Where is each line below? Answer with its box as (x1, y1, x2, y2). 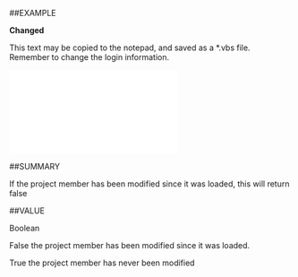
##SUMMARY (9, 161, 61, 171)
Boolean (9, 223, 40, 233)
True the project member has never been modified (9, 257, 195, 268)
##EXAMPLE (9, 8, 56, 18)
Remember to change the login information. (9, 52, 170, 62)
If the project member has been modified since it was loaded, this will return (9, 178, 290, 189)
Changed (9, 25, 45, 35)
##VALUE (9, 205, 45, 216)
